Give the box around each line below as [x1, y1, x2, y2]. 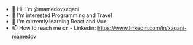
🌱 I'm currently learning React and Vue [11, 18, 107, 25]
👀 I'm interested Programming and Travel [11, 12, 112, 19]
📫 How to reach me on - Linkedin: [11, 25, 96, 32]
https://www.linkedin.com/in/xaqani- [97, 25, 187, 32]
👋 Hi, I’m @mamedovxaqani [11, 6, 80, 12]
